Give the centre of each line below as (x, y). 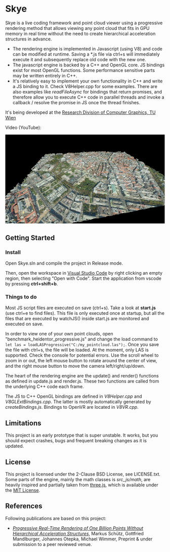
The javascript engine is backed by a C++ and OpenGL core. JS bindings (89, 65)
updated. (15, 446)
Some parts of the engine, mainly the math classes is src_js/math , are (78, 479)
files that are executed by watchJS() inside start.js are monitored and (77, 319)
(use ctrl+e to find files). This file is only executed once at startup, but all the (85, 313)
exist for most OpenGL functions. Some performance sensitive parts (84, 70)
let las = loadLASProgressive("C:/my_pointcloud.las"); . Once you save (82, 345)
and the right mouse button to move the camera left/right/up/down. (75, 366)
